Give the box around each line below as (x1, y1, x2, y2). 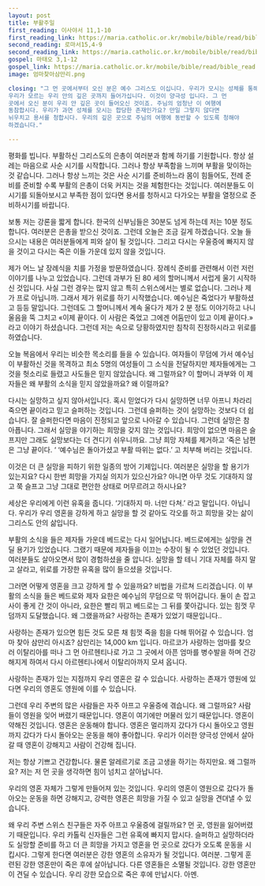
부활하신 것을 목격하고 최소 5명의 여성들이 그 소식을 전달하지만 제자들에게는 (16, 359, 248, 368)
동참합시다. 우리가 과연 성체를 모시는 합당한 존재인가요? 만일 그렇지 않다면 (8, 107, 220, 115)
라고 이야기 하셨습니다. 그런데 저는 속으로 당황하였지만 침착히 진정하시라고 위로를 (8, 322, 257, 332)
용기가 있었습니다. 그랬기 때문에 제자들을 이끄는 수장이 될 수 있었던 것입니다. (16, 544, 250, 554)
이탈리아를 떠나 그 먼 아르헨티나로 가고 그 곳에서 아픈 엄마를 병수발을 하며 (16, 647, 242, 656)
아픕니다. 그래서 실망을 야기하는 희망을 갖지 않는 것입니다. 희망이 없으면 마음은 (8, 425, 248, 434)
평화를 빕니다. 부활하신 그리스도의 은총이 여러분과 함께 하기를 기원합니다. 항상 (8, 151, 246, 160)
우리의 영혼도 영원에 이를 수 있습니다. (22, 684, 136, 693)
